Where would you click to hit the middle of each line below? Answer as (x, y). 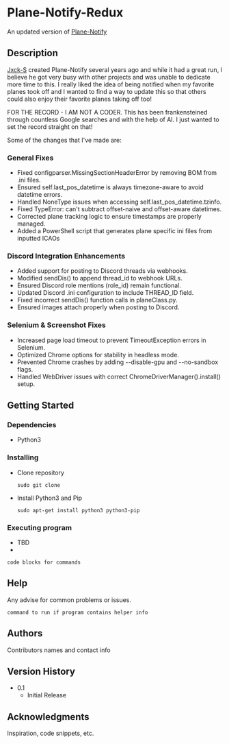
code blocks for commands (44, 562)
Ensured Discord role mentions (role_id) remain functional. (99, 285)
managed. (31, 224)
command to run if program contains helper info (78, 612)
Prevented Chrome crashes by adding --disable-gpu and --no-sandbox (118, 362)
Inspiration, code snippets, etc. (51, 733)
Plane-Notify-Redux (65, 13)
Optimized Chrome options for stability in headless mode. (98, 355)
